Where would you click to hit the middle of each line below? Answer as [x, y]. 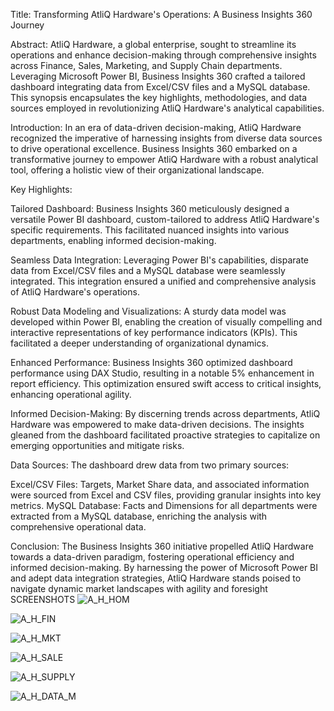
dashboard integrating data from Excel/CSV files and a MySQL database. [160, 87]
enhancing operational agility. [71, 394]
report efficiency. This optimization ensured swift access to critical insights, [166, 383]
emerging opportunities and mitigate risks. [97, 445]
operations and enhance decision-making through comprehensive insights [163, 55]
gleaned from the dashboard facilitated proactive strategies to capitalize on [165, 435]
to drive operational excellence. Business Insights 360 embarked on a [154, 148]
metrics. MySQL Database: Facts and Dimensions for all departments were [164, 505]
